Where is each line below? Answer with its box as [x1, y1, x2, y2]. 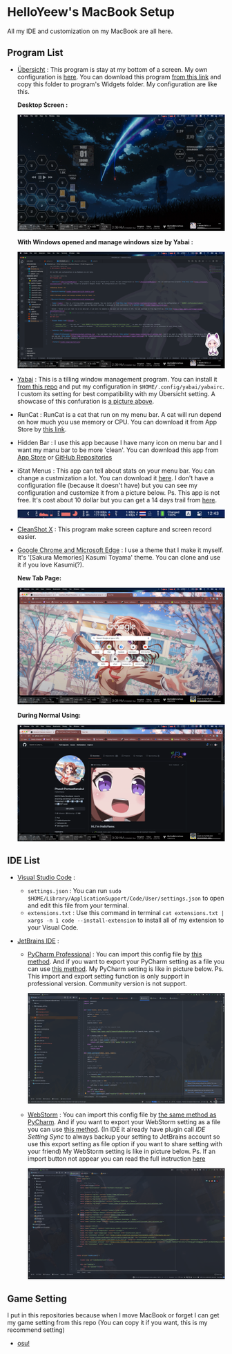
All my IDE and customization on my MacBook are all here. [7, 27, 173, 35]
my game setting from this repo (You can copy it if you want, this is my [7, 1318, 208, 1326]
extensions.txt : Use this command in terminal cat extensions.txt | [27, 908, 224, 916]
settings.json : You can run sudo [27, 886, 122, 894]
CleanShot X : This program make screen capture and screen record [17, 525, 212, 533]
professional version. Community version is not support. [27, 979, 188, 988]
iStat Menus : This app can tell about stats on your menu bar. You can [17, 467, 215, 475]
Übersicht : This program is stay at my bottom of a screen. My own [17, 65, 208, 73]
